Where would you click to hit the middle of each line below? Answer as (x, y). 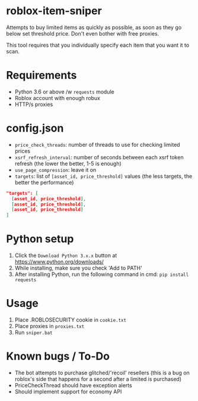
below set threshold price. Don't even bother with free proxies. (83, 33)
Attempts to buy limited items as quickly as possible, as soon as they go (94, 27)
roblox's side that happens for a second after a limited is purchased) (98, 379)
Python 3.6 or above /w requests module (64, 92)
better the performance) (44, 182)
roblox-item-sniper (54, 11)
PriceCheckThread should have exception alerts (73, 385)
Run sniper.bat (33, 332)
